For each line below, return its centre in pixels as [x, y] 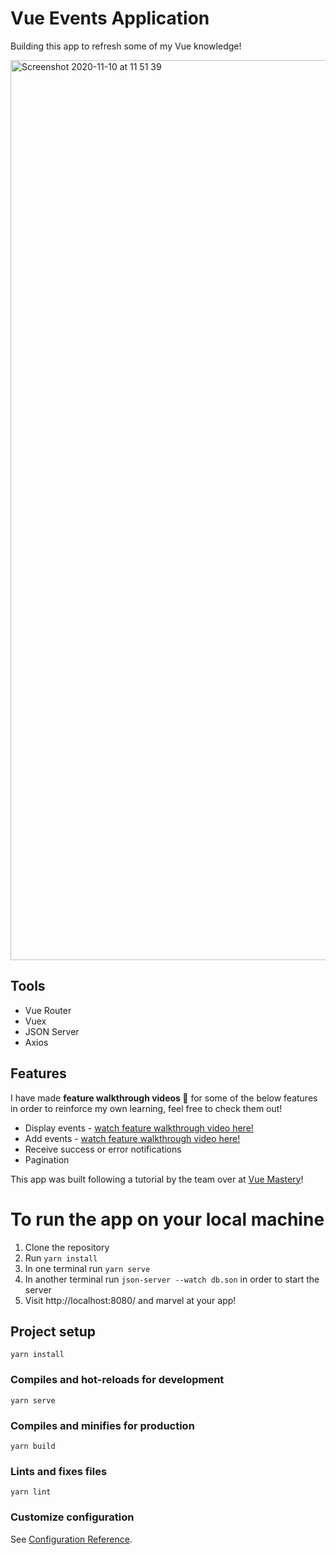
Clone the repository [67, 1247]
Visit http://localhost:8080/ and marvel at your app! [130, 1300]
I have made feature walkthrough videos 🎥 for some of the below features [164, 1098]
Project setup [53, 1331]
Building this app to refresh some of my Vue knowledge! [126, 46]
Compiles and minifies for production [102, 1425]
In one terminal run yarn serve [87, 1268]
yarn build [33, 1446]
